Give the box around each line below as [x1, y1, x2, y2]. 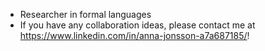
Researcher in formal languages [19, 9, 152, 20]
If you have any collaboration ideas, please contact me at [19, 19, 256, 31]
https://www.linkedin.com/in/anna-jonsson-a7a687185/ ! [19, 30, 250, 41]
